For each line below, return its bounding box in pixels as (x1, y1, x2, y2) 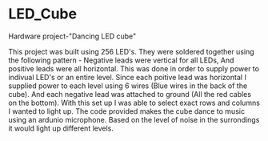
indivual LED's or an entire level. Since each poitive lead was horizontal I (8, 72, 246, 82)
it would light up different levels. (8, 123, 114, 133)
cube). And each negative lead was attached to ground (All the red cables (8, 89, 252, 99)
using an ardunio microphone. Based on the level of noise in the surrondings (8, 115, 260, 124)
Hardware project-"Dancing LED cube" (8, 31, 137, 41)
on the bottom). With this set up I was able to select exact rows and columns (8, 98, 260, 107)
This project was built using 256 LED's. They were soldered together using (8, 46, 254, 56)
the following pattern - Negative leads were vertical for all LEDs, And (8, 55, 234, 65)
